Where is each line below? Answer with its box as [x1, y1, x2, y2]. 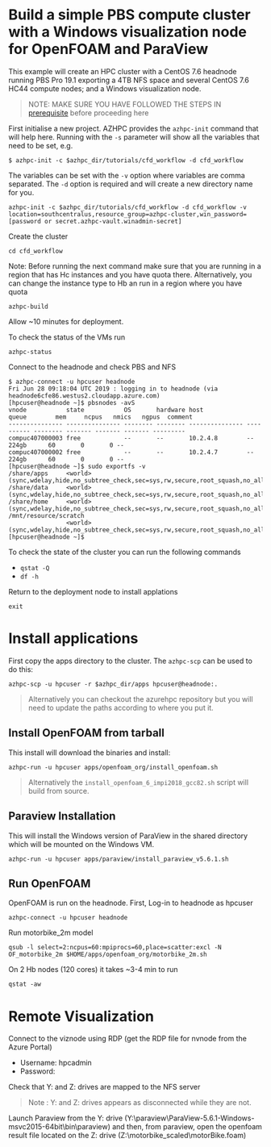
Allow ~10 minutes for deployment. [8, 316, 124, 326]
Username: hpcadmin [19, 1058, 93, 1068]
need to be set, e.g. [8, 140, 73, 150]
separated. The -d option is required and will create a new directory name [8, 179, 253, 189]
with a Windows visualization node [8, 23, 248, 41]
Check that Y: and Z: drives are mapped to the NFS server [8, 1082, 201, 1092]
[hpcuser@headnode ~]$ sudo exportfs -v [8, 462, 147, 470]
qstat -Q [19, 564, 50, 572]
